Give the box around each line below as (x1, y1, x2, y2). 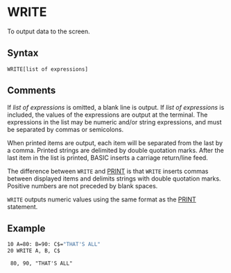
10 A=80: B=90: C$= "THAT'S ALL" (7, 241, 101, 248)
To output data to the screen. (7, 27, 90, 35)
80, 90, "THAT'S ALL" (10, 260, 73, 267)
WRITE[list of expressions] (7, 65, 89, 73)
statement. (7, 202, 38, 210)
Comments (7, 85, 56, 97)
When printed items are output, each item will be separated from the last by (7, 138, 223, 147)
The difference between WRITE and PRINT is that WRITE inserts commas (7, 167, 209, 175)
